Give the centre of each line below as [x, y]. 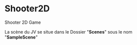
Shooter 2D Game [23, 22]
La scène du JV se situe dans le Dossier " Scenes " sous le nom [68, 32]
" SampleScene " [21, 37]
